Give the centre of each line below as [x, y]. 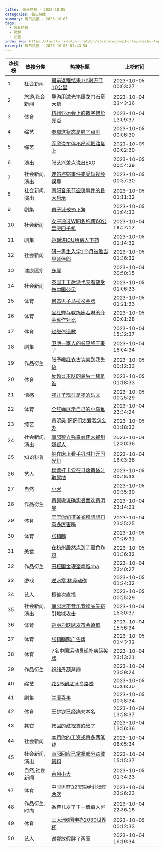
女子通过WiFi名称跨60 [77, 221]
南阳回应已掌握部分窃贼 [78, 754]
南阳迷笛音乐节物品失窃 [78, 606]
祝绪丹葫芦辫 [66, 669]
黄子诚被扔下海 [68, 209]
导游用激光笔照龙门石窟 [78, 97]
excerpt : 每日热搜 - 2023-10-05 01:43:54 [46, 46]
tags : [10, 23]
